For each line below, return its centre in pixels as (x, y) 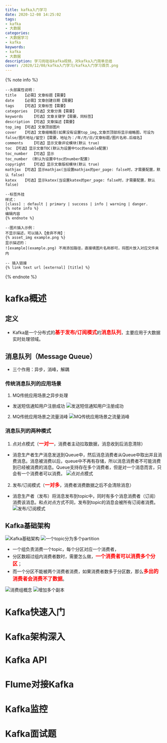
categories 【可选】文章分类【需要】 (41, 111)
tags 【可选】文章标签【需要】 (36, 106)
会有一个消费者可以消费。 (39, 473)
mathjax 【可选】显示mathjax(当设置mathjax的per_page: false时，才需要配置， (81, 170)
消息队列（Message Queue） (51, 356)
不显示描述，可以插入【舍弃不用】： (36, 233)
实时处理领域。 (28, 339)
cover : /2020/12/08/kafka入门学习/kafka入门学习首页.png (62, 66)
